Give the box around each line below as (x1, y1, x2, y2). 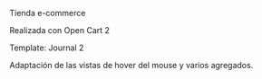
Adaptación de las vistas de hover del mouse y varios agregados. (9, 60, 254, 70)
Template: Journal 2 (9, 42, 84, 53)
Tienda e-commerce (9, 8, 86, 18)
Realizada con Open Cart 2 (9, 25, 111, 35)
